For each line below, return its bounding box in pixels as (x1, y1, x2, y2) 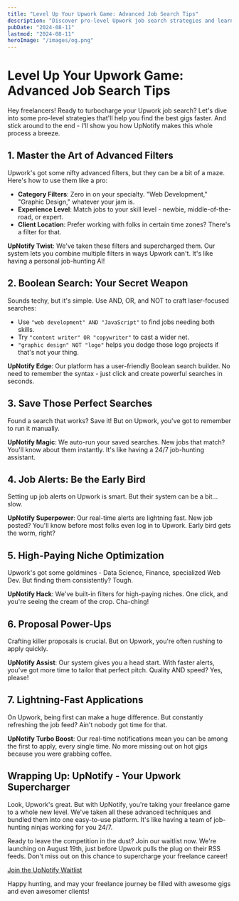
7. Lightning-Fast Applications (7, 694, 144, 706)
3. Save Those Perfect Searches (7, 397, 153, 410)
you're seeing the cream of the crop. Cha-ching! (7, 598, 149, 606)
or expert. (34, 212, 64, 221)
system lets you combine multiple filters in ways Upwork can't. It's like (7, 249, 213, 257)
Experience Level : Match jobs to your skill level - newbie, (17, 204, 186, 214)
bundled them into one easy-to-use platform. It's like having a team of (7, 815, 212, 823)
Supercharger (7, 781, 70, 793)
